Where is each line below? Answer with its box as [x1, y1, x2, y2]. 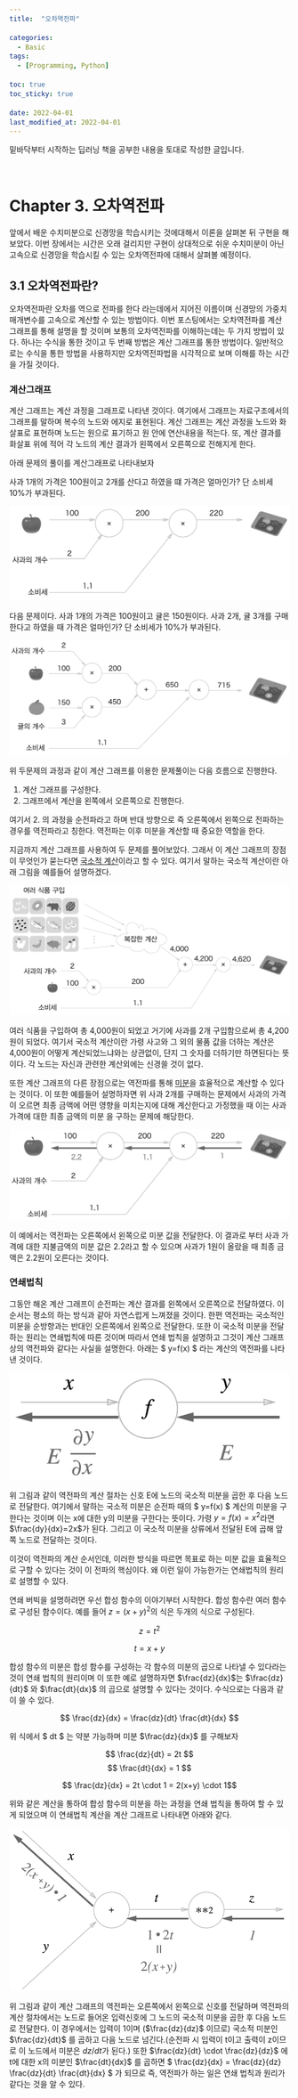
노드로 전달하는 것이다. [18, 1534, 98, 1545]
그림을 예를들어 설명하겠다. [18, 866, 112, 877]
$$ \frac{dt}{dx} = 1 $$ [107, 1762, 192, 1773]
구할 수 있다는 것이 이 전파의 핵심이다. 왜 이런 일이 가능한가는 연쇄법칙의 [18, 1565, 268, 1575]
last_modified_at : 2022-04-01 [9, 118, 122, 126]
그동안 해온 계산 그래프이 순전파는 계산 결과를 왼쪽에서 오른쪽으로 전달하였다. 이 [9, 1298, 285, 1309]
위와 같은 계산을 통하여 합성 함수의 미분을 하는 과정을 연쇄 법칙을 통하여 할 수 [9, 1798, 275, 1809]
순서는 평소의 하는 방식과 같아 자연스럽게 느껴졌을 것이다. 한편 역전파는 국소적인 [9, 1309, 285, 1320]
